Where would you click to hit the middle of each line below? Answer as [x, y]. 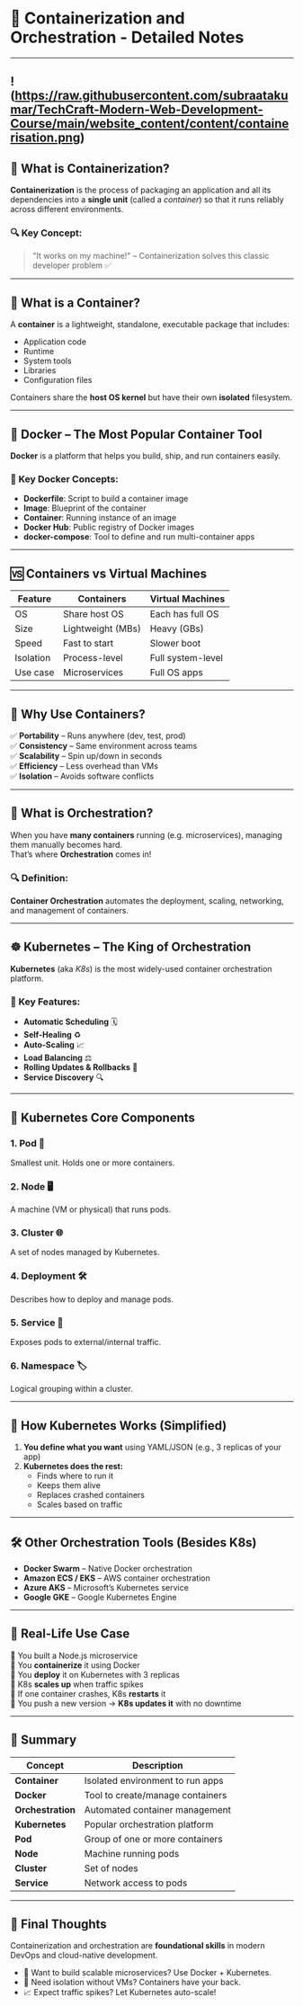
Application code [55, 342]
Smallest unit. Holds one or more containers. [93, 1163]
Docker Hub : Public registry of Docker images [109, 527]
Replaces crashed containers [90, 1495]
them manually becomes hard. [67, 844]
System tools [47, 361]
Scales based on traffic [80, 1504]
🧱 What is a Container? [76, 303]
